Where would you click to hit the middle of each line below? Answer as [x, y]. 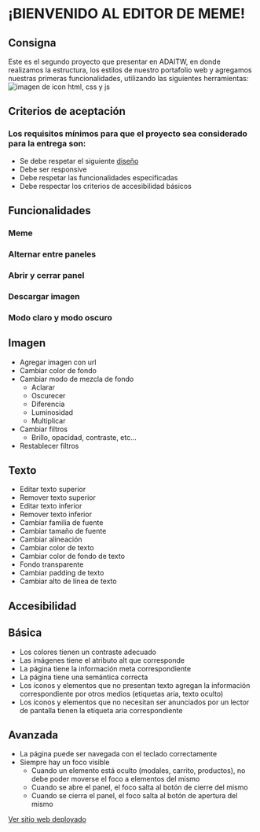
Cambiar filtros [44, 429]
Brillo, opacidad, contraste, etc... [84, 437]
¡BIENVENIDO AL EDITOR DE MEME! [127, 14]
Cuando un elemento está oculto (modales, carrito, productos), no [138, 771]
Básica [25, 633]
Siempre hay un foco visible [64, 762]
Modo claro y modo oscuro [60, 317]
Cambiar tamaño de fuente [63, 531]
